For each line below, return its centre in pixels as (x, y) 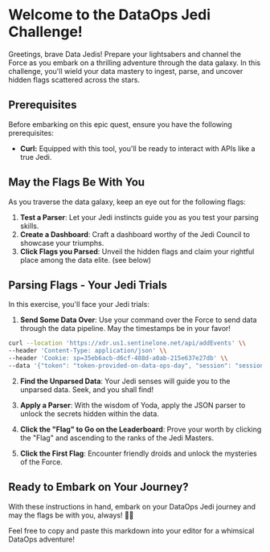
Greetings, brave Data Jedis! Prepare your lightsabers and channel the (125, 54)
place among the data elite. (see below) (85, 260)
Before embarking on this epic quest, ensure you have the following (120, 124)
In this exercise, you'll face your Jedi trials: (79, 305)
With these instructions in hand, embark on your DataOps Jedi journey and (132, 506)
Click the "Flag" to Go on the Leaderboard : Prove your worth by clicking (141, 429)
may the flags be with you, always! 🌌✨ (71, 515)
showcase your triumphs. (62, 243)
